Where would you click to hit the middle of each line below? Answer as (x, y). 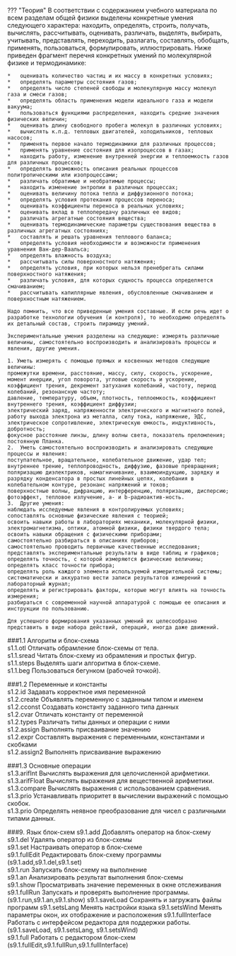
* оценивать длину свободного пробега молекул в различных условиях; (115, 125)
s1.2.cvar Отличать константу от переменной (75, 714)
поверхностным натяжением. (47, 299)
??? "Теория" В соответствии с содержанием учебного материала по (112, 10)
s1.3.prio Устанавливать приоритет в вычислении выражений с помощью (118, 796)
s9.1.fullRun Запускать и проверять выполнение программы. (99, 892)
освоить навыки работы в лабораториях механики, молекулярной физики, (113, 522)
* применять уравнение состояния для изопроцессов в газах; (101, 150)
